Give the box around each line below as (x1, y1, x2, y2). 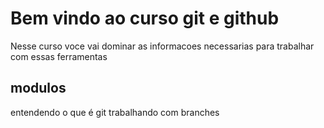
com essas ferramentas (10, 50, 108, 62)
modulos (10, 80, 67, 97)
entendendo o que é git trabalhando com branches (10, 106, 220, 118)
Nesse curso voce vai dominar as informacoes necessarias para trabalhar (10, 40, 315, 52)
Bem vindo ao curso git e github (10, 7, 280, 30)
